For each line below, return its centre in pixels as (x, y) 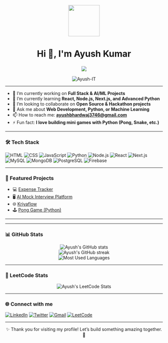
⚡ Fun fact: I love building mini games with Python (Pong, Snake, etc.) (86, 122)
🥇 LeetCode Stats (27, 275)
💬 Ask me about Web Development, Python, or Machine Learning (81, 109)
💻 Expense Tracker (33, 189)
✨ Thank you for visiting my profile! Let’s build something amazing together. (84, 329)
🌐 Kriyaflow (24, 204)
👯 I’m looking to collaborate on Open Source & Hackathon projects (81, 104)
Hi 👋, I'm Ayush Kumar (84, 54)
